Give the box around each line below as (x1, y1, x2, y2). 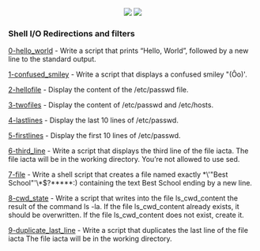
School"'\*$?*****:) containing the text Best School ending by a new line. (8, 178, 253, 188)
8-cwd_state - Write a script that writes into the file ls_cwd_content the (8, 193, 239, 203)
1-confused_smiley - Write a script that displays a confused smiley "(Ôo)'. (8, 69, 247, 79)
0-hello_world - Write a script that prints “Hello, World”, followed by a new (8, 46, 249, 55)
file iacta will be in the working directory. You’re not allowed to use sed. (8, 155, 240, 164)
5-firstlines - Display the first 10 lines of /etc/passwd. (8, 131, 181, 140)
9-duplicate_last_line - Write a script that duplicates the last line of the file (8, 226, 249, 235)
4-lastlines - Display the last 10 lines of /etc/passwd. (8, 115, 179, 126)
